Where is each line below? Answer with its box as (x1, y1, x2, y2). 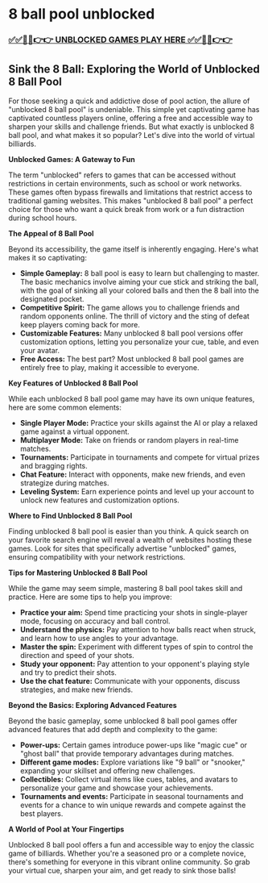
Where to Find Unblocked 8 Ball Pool (8, 510, 133, 520)
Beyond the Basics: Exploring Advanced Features (8, 700, 177, 710)
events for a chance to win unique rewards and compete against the (19, 800, 246, 810)
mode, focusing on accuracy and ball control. (19, 616, 171, 626)
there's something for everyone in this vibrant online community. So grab (8, 856, 250, 867)
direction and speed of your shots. (19, 650, 134, 660)
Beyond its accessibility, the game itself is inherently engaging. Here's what (8, 244, 259, 254)
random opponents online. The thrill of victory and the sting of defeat (19, 311, 249, 321)
